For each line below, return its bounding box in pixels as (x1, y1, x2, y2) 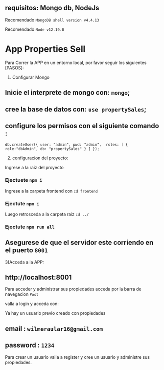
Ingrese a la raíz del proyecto (5, 165, 64, 171)
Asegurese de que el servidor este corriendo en (5, 239, 154, 247)
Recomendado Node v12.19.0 (5, 26, 65, 32)
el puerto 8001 (5, 246, 48, 255)
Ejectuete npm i (5, 177, 43, 184)
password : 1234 (5, 341, 55, 349)
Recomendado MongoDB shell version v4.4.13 (5, 17, 99, 22)
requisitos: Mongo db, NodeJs (5, 4, 99, 12)
